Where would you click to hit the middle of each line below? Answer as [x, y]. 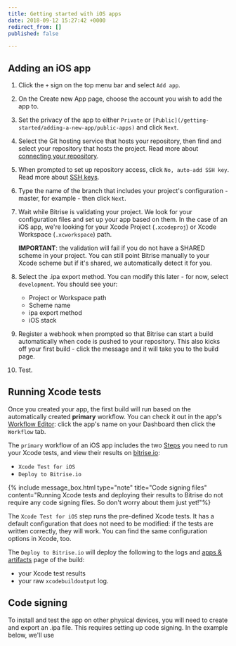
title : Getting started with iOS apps [65, 14]
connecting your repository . [58, 156]
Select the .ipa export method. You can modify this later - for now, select [123, 277]
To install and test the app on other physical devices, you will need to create [118, 620]
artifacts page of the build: [46, 559]
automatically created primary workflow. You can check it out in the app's [115, 416]
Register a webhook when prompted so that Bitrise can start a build [116, 334]
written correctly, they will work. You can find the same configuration [108, 531]
